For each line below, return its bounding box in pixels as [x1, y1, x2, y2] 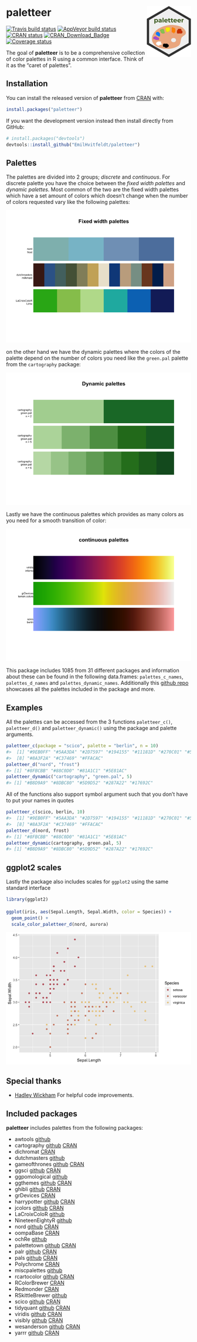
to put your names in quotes [6, 797, 74, 804]
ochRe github [14, 1236, 47, 1243]
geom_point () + [11, 915, 49, 921]
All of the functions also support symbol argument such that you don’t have [6, 791, 188, 798]
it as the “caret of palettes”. [6, 62, 72, 69]
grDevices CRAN [14, 1192, 56, 1199]
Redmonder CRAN [14, 1286, 59, 1293]
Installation [6, 79, 48, 89]
